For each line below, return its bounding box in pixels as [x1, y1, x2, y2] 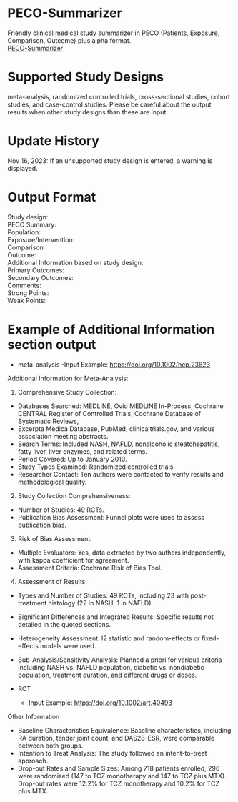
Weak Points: [7, 296, 46, 305]
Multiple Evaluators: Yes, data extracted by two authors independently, [17, 548, 227, 557]
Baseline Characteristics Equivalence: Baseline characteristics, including [17, 726, 232, 734]
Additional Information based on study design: [7, 258, 144, 267]
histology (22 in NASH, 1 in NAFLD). [48, 598, 154, 607]
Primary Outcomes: [7, 266, 64, 274]
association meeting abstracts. [17, 432, 109, 440]
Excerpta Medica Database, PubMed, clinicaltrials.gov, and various [17, 424, 215, 433]
